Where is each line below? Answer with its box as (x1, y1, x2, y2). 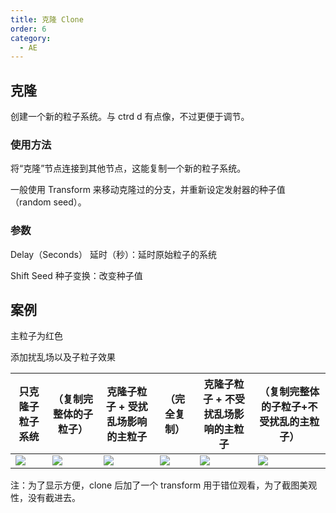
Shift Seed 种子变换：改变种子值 (10, 269, 143, 281)
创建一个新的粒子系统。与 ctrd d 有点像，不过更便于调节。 (10, 111, 250, 123)
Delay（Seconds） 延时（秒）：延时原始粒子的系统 (10, 248, 217, 260)
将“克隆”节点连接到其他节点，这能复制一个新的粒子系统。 (10, 162, 247, 175)
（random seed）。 (10, 196, 87, 208)
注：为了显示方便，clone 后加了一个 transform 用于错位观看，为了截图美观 (10, 479, 318, 491)
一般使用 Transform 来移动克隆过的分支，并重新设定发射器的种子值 (10, 184, 286, 196)
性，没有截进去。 (10, 492, 81, 504)
